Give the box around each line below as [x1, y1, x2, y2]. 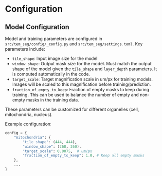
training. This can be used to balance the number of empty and [12, 92, 139, 98]
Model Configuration [5, 23, 70, 31]
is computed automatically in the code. [12, 71, 90, 77]
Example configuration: [5, 121, 52, 127]
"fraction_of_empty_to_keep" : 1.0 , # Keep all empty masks [22, 153, 145, 158]
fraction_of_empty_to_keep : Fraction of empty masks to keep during [12, 87, 149, 92]
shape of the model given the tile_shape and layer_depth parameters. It [12, 66, 157, 72]
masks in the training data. [26, 97, 79, 103]
